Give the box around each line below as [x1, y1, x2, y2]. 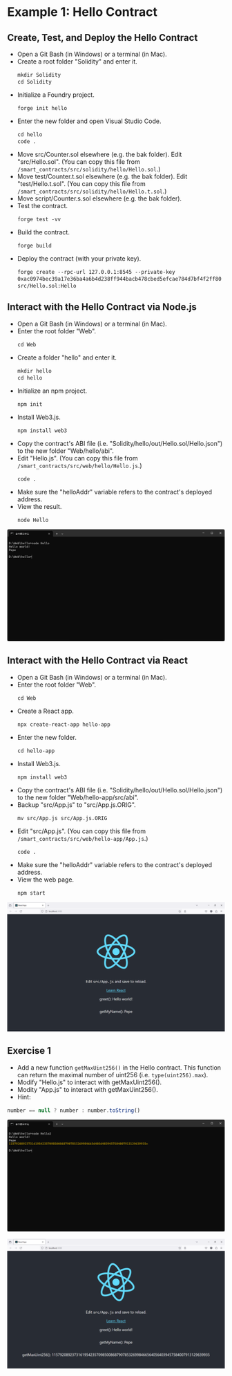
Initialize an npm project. [17, 387, 88, 395]
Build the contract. [17, 228, 70, 236]
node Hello [17, 517, 49, 523]
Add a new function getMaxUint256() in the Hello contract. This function [17, 1063, 222, 1072]
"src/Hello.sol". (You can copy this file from [17, 158, 140, 166]
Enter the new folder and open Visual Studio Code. [17, 117, 162, 125]
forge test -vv [17, 216, 61, 223]
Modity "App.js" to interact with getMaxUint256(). [17, 1085, 159, 1093]
